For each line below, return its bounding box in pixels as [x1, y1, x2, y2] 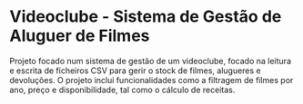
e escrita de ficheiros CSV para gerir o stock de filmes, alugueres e [9, 65, 261, 76]
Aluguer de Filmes [9, 25, 150, 46]
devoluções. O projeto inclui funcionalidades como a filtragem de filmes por [9, 74, 294, 85]
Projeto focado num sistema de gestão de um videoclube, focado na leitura [9, 55, 291, 66]
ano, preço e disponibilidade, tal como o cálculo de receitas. [9, 84, 236, 95]
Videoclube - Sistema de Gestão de [9, 6, 282, 27]
